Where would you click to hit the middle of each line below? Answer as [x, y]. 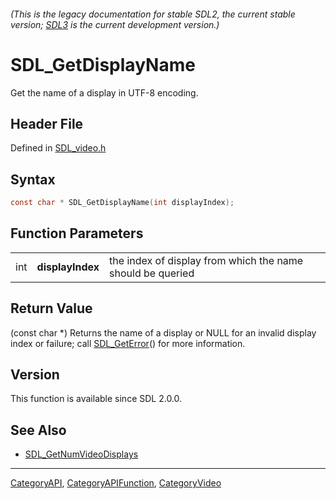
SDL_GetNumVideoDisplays [81, 454]
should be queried [152, 273]
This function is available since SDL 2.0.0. [96, 399]
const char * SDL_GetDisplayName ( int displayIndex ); [122, 203]
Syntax [33, 179]
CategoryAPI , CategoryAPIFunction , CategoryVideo [116, 483]
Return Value [51, 308]
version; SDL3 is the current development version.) [115, 24]
